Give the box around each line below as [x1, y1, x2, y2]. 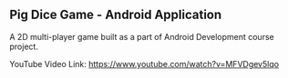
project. [9, 41, 39, 52]
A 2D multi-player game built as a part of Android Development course [9, 31, 275, 42]
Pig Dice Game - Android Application [9, 7, 222, 23]
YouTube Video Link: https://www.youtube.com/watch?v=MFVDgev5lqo [9, 58, 280, 69]
